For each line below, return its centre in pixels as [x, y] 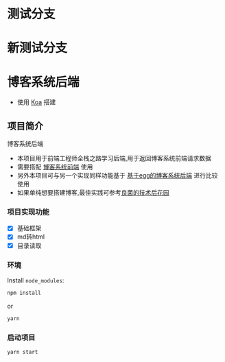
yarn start [23, 352]
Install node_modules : [36, 280]
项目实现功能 [28, 212]
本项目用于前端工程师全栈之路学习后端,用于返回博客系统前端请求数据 [114, 158]
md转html [31, 237]
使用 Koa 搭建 [36, 102]
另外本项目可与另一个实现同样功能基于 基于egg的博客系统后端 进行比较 [117, 176]
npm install [24, 293]
